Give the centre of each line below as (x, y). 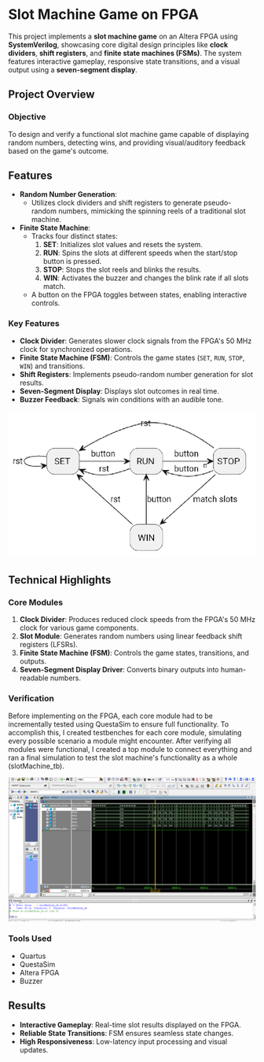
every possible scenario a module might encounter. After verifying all (120, 741)
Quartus (33, 956)
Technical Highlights (60, 580)
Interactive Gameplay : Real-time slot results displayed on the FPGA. (130, 1024)
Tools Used (30, 938)
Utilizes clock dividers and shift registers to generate (117, 203)
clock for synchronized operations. (76, 349)
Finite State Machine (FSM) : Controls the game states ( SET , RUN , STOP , (132, 357)
